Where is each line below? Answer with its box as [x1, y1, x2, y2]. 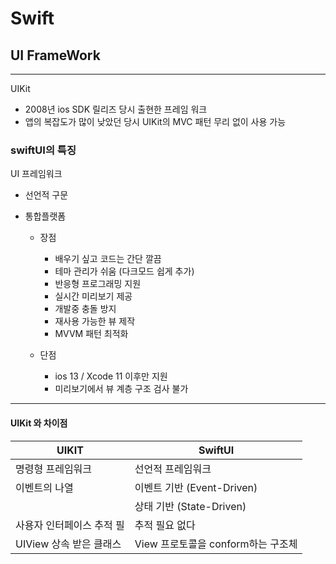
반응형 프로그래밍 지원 [54, 278, 142, 290]
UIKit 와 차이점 [10, 417, 68, 429]
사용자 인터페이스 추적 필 [15, 518, 125, 532]
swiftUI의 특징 [10, 143, 77, 157]
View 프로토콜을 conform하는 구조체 [134, 537, 298, 551]
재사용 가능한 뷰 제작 [54, 315, 136, 327]
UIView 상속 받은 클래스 [15, 537, 122, 551]
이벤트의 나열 [15, 480, 74, 494]
